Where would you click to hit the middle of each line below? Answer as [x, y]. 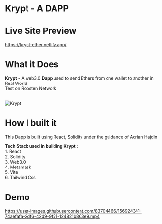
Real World [16, 84]
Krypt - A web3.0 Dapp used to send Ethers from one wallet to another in [79, 78]
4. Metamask [18, 167]
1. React [13, 151]
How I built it [31, 123]
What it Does [32, 65]
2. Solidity [15, 157]
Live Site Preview [41, 31]
